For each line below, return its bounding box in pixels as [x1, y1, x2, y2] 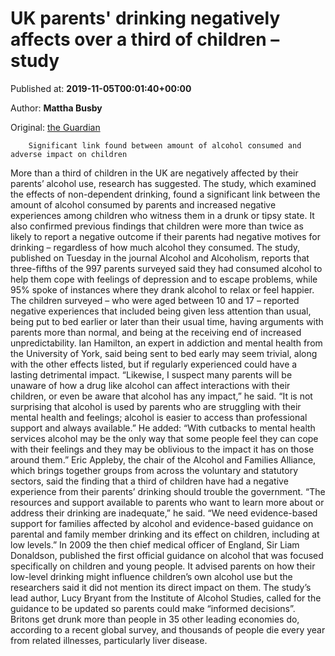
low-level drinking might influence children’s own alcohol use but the [10, 570, 293, 582]
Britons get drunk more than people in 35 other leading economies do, [10, 613, 300, 625]
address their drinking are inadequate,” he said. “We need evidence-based [10, 507, 318, 519]
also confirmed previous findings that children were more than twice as [10, 220, 304, 232]
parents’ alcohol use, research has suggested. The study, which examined [10, 177, 317, 189]
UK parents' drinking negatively [10, 7, 281, 30]
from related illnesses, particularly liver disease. [10, 634, 208, 646]
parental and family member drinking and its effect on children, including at [10, 528, 320, 540]
